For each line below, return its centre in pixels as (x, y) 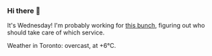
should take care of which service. (56, 32)
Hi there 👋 (24, 11)
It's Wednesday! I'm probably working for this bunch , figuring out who (106, 26)
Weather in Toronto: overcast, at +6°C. (62, 46)
